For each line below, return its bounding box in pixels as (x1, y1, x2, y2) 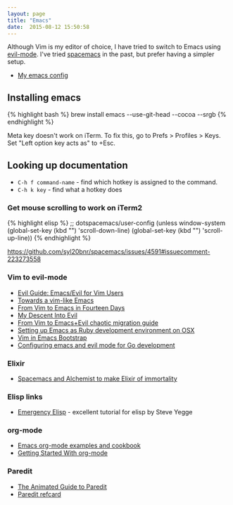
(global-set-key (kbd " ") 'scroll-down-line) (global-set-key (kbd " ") (7, 226, 201, 235)
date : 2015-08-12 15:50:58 (7, 23, 90, 30)
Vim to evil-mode (7, 272, 68, 282)
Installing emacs (7, 91, 82, 103)
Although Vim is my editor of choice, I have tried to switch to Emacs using (7, 43, 221, 51)
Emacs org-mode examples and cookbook (17, 441, 141, 450)
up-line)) (7, 234, 33, 243)
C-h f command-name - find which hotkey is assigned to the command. (17, 178, 218, 186)
